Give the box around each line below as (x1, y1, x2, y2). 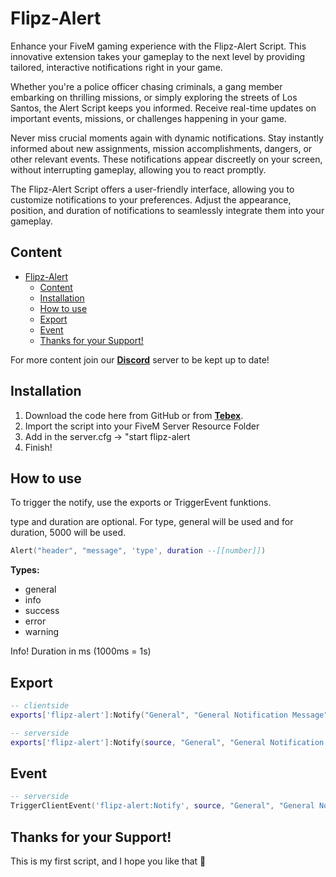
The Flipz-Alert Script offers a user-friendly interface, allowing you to (10, 183, 295, 195)
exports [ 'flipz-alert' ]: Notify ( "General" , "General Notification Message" (10, 710, 329, 720)
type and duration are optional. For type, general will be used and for (10, 516, 294, 528)
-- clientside (10, 701, 70, 711)
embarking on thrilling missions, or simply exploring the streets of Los (10, 91, 298, 103)
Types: (10, 564, 40, 576)
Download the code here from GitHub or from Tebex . (24, 409, 244, 421)
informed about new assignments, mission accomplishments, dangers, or (10, 142, 313, 154)
